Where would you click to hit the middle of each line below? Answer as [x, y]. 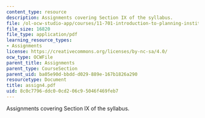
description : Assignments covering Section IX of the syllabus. [90, 18]
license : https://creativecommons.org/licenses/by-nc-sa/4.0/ [87, 52]
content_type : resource [37, 12]
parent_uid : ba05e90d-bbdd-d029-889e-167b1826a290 [72, 74]
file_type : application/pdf [42, 35]
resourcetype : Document [37, 80]
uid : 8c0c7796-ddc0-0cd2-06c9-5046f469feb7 [63, 91]
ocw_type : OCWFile [30, 57]
